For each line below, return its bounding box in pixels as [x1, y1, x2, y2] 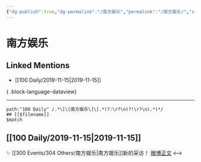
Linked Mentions [6, 60, 70, 71]
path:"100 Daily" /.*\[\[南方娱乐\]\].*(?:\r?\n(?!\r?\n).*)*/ [6, 106, 163, 112]
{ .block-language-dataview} [6, 88, 77, 95]
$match [6, 117, 23, 123]
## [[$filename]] [6, 111, 50, 117]
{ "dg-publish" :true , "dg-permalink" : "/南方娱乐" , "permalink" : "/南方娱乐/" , [6, 8, 190, 15]
